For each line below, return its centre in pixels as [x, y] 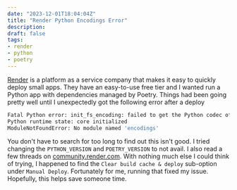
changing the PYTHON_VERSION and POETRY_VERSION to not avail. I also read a [115, 149]
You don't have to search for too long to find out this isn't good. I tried [109, 141]
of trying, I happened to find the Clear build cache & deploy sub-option [112, 164]
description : [26, 27]
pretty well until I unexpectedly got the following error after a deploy [106, 102]
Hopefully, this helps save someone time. [67, 179]
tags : [15, 40]
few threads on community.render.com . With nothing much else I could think [118, 156]
